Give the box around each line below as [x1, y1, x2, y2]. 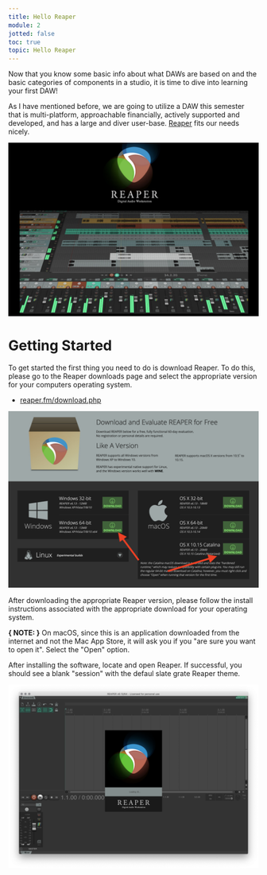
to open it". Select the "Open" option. [8, 644, 130, 654]
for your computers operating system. [8, 379, 133, 389]
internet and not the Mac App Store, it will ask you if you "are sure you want [8, 636, 256, 646]
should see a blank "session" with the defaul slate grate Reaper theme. [8, 668, 241, 678]
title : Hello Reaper [8, 13, 77, 21]
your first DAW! [8, 86, 58, 95]
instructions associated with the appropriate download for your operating [8, 604, 248, 613]
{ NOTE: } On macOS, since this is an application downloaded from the [8, 628, 240, 637]
